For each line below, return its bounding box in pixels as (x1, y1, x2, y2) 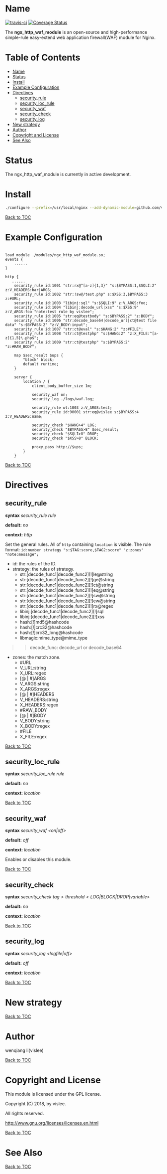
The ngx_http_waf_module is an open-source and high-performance (5, 29, 148, 35)
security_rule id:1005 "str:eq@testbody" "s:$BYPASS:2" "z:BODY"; (14, 314, 155, 319)
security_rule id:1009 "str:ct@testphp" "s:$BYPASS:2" (14, 339, 130, 344)
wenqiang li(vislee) (5, 1047, 44, 1053)
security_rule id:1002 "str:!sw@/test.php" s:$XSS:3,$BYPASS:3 (14, 292, 148, 297)
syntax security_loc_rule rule (5, 771, 65, 777)
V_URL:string (19, 665, 46, 671)
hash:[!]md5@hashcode (19, 619, 70, 625)
